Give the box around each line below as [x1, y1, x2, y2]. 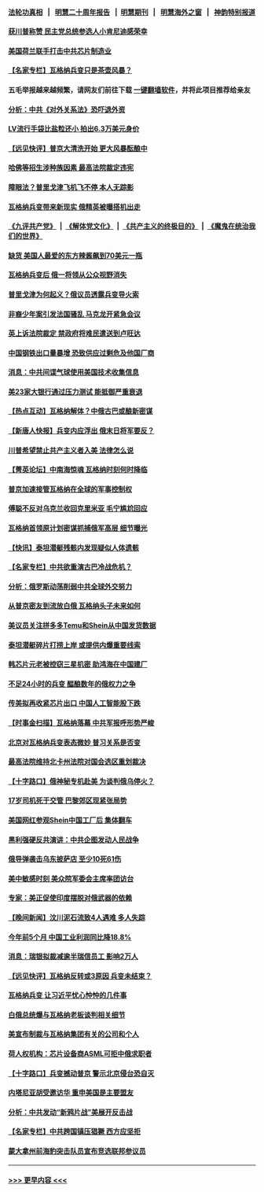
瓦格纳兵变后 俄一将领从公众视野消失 [8, 270, 127, 279]
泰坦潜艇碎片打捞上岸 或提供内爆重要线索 [8, 640, 141, 649]
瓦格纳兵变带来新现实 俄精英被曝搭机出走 [8, 201, 141, 212]
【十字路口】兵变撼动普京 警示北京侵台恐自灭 [8, 1068, 155, 1078]
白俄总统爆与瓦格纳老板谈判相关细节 [8, 1009, 126, 1019]
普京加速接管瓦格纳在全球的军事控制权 [8, 484, 132, 493]
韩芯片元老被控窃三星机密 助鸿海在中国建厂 [8, 659, 148, 669]
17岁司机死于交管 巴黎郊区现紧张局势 [8, 795, 127, 806]
